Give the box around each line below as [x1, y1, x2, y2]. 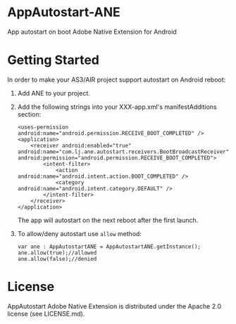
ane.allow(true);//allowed [17, 249, 97, 257]
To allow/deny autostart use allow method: [17, 229, 142, 238]
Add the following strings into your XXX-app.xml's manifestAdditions [17, 103, 217, 111]
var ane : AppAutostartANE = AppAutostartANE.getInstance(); [17, 243, 201, 250]
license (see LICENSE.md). [7, 309, 85, 318]
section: [17, 110, 42, 118]
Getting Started [7, 52, 100, 68]
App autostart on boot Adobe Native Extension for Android [7, 27, 178, 36]
